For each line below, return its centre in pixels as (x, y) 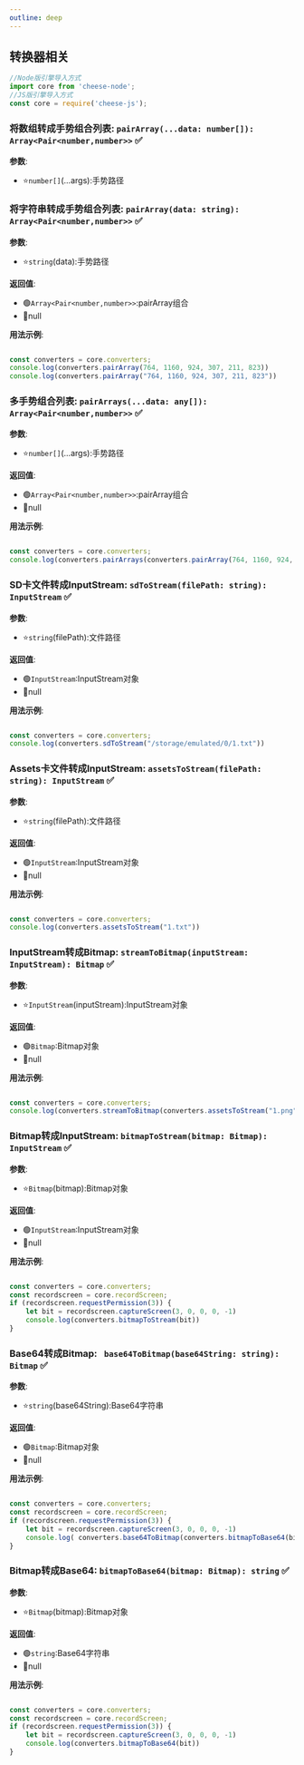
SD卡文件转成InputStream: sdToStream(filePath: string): (138, 585)
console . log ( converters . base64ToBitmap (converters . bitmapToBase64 (155, 1537)
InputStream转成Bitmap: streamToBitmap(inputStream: (129, 952)
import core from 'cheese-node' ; (72, 87)
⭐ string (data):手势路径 (66, 261)
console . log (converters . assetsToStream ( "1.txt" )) (105, 927)
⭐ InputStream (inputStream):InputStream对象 (105, 1004)
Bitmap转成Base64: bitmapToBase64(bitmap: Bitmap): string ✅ (149, 1571)
